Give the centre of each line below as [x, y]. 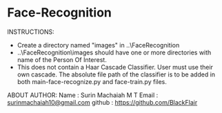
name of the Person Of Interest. [62, 59]
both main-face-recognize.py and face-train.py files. [92, 81]
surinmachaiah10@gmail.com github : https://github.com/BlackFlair [102, 102]
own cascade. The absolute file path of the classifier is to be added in [116, 74]
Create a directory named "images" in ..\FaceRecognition [98, 45]
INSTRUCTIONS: [31, 32]
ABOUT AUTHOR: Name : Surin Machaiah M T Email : [83, 95]
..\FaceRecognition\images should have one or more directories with [114, 52]
